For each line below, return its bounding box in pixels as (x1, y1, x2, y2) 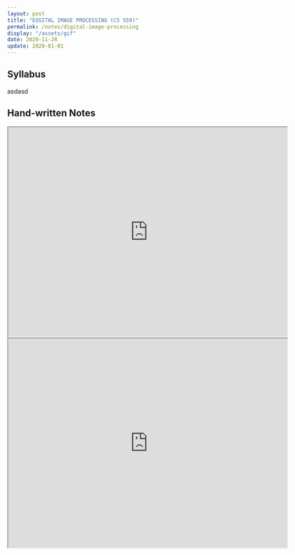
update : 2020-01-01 (7, 43, 64, 50)
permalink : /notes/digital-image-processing (7, 23, 139, 30)
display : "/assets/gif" (7, 29, 77, 37)
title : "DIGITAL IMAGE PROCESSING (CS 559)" (7, 17, 139, 24)
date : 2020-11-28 (7, 36, 58, 43)
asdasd (7, 87, 29, 95)
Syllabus (7, 68, 47, 80)
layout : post (7, 10, 45, 17)
